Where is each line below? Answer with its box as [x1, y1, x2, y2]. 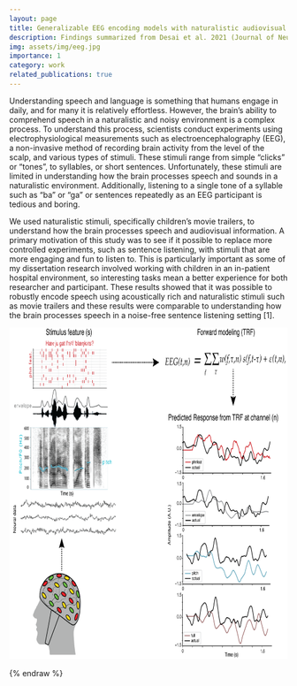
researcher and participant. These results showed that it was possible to [9, 281, 272, 292]
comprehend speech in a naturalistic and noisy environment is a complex [9, 114, 276, 125]
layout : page [9, 14, 57, 23]
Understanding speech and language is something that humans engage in [9, 95, 278, 106]
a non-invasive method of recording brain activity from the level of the [9, 142, 265, 153]
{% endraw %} [9, 667, 64, 678]
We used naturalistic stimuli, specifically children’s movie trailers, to [9, 216, 255, 226]
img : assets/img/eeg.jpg [9, 42, 101, 51]
